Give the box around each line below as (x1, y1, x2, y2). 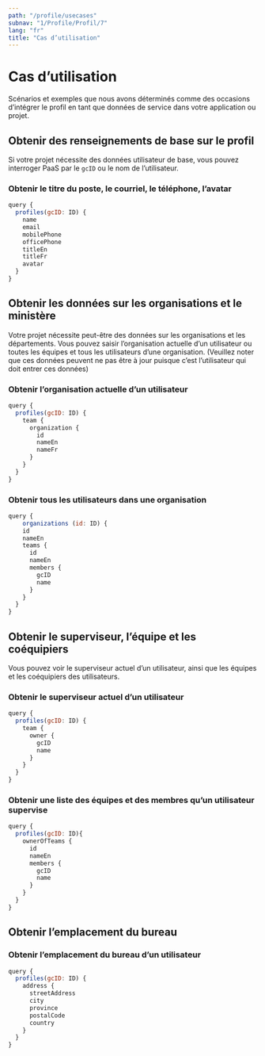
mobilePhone (22, 231, 62, 239)
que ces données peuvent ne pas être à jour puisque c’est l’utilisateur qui (8, 355, 247, 365)
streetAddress (28, 989, 77, 997)
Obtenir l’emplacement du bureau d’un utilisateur (8, 949, 202, 960)
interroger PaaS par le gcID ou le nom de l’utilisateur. (8, 163, 180, 173)
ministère (8, 309, 56, 323)
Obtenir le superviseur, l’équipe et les (8, 629, 196, 643)
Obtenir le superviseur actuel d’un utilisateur (8, 691, 184, 702)
